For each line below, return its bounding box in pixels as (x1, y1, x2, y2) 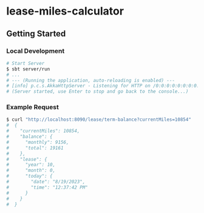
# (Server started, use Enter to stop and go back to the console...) (6, 89, 189, 95)
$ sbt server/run (6, 66, 50, 72)
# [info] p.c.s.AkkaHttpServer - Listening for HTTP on (6, 83, 151, 89)
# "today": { (6, 173, 53, 180)
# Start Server (6, 60, 45, 66)
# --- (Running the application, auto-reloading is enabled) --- (6, 77, 175, 83)
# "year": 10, (6, 162, 56, 168)
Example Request (6, 103, 59, 112)
